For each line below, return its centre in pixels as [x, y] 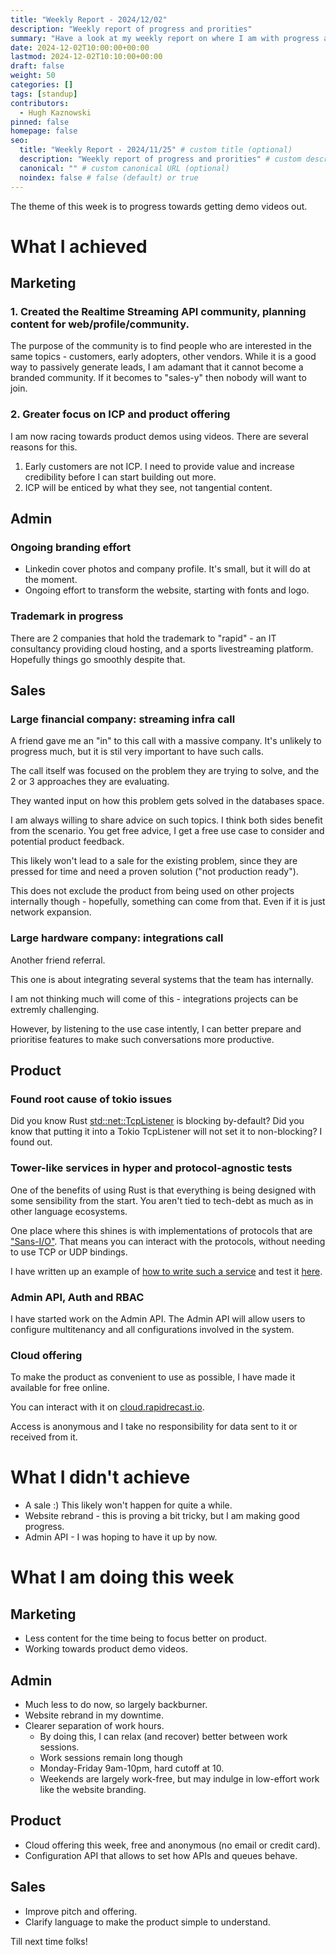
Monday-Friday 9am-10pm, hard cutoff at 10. [132, 1768]
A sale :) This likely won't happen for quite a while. [128, 1505]
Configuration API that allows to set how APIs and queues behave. [161, 1855]
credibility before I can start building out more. [120, 477]
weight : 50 [33, 76]
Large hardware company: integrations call [117, 938]
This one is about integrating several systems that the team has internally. [162, 979]
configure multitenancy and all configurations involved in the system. [152, 1329]
